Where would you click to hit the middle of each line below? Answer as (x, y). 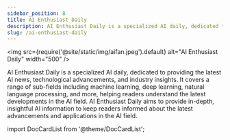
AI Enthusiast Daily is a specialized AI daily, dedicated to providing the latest (114, 72)
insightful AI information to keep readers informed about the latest (100, 109)
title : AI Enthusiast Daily (47, 20)
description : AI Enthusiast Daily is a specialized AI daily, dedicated (113, 26)
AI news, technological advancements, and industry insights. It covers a (108, 80)
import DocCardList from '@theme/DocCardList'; (76, 129)
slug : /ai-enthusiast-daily (47, 32)
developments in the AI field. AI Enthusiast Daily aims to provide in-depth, (111, 101)
